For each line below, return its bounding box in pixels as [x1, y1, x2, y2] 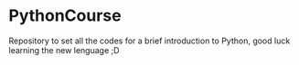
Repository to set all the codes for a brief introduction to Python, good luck [8, 35, 291, 46]
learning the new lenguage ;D [8, 44, 120, 55]
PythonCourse [8, 5, 122, 26]
